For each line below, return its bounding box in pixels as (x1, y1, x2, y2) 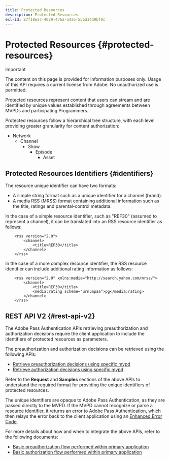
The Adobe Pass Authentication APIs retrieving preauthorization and (5, 325, 148, 331)
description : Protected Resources (5, 12, 79, 17)
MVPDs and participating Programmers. (5, 108, 89, 114)
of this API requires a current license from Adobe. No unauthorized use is (5, 82, 159, 88)
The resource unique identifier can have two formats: (5, 182, 117, 189)
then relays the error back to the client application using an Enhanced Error (5, 413, 162, 419)
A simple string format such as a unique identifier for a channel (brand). (12, 193, 162, 199)
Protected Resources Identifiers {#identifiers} (5, 169, 154, 178)
